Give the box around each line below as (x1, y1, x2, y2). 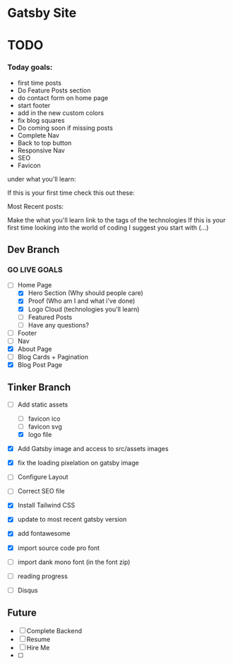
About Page (17, 345, 52, 353)
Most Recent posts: (7, 202, 64, 210)
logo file (28, 431, 52, 439)
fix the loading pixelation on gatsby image (17, 459, 139, 467)
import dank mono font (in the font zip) (17, 558, 131, 566)
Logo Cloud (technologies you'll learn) (28, 305, 140, 313)
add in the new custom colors (17, 108, 104, 117)
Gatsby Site (7, 5, 77, 21)
